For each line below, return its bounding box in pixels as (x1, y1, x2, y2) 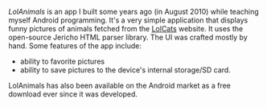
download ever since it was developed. (8, 89, 138, 99)
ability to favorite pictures (19, 56, 105, 66)
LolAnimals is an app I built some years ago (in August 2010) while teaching (8, 7, 259, 16)
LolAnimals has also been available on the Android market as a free (8, 80, 232, 90)
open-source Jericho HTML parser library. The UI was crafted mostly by (8, 32, 248, 42)
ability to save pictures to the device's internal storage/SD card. (19, 65, 231, 75)
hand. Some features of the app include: (8, 41, 142, 51)
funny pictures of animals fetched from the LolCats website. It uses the (8, 24, 244, 33)
